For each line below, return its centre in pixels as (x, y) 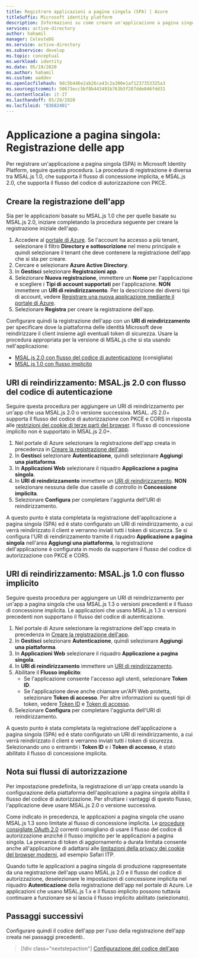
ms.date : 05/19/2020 (32, 67)
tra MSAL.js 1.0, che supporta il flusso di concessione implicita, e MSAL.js (96, 176)
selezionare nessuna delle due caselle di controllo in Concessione (96, 487)
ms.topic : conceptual (33, 56)
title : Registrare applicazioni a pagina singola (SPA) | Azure (87, 12)
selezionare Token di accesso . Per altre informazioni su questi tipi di (107, 697)
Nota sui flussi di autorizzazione (67, 772)
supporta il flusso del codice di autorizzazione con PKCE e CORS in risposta (99, 419)
